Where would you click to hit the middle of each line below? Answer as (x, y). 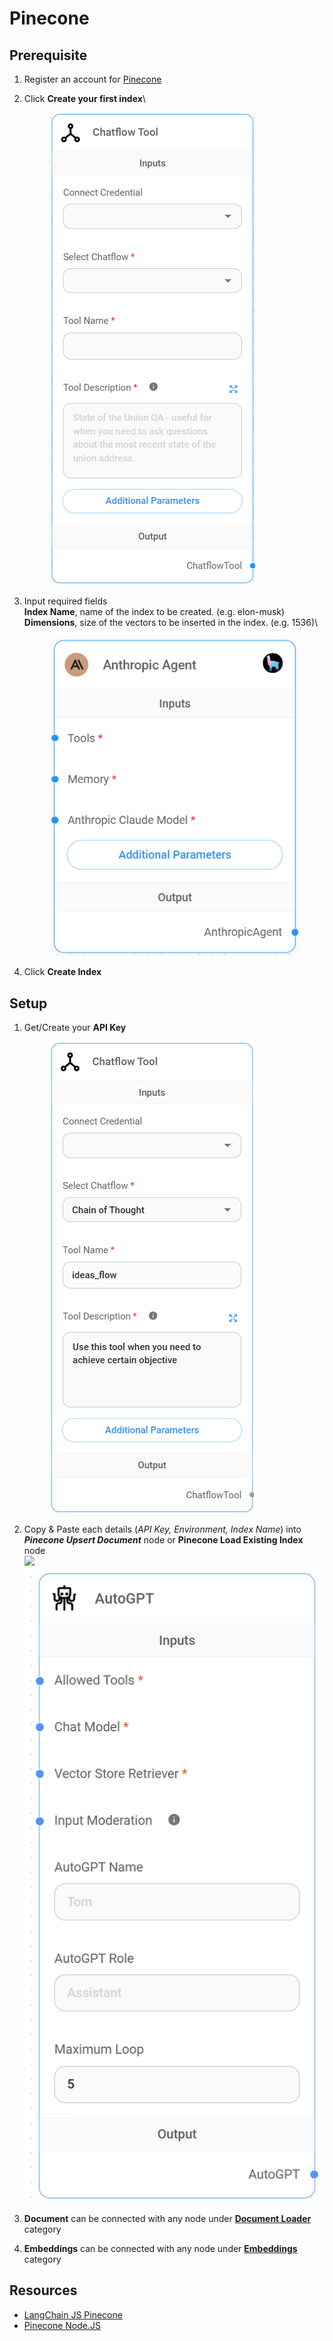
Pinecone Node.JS (62, 2325)
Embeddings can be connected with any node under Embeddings (160, 2248)
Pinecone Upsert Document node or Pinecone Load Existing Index (163, 1539)
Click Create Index (62, 972)
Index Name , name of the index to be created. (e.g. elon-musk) (154, 611)
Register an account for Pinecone (92, 79)
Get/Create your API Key (75, 1027)
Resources (43, 2290)
